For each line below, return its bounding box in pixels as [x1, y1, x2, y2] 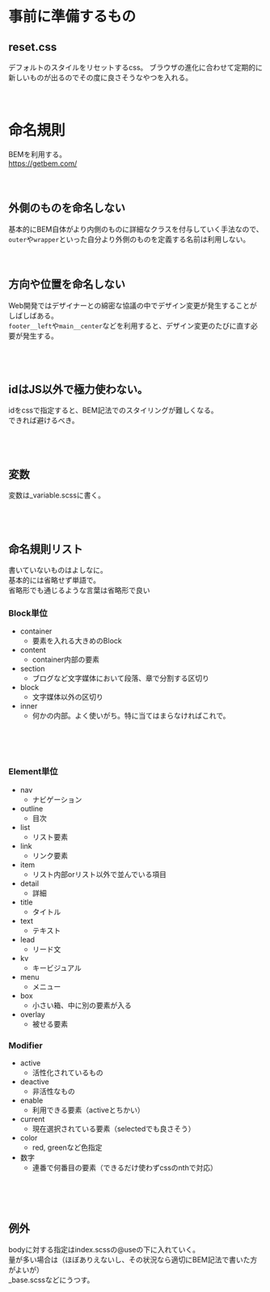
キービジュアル [32, 963, 82, 972]
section [19, 664, 45, 674]
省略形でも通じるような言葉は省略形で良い [8, 586, 150, 595]
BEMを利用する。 [8, 149, 67, 159]
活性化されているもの [32, 1067, 103, 1077]
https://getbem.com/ [8, 159, 78, 168]
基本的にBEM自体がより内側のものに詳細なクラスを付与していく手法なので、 [8, 224, 264, 234]
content [19, 645, 46, 655]
